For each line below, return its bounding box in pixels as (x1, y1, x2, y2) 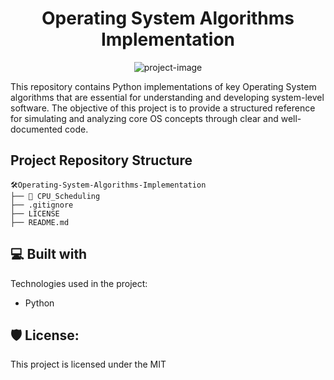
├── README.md (10, 217, 70, 227)
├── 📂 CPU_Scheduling (10, 191, 101, 201)
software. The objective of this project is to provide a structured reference (10, 102, 316, 114)
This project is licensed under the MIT (10, 358, 167, 371)
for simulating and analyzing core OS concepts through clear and (10, 112, 279, 124)
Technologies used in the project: (10, 277, 148, 289)
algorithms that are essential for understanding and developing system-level (10, 91, 325, 103)
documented (10, 123, 63, 135)
